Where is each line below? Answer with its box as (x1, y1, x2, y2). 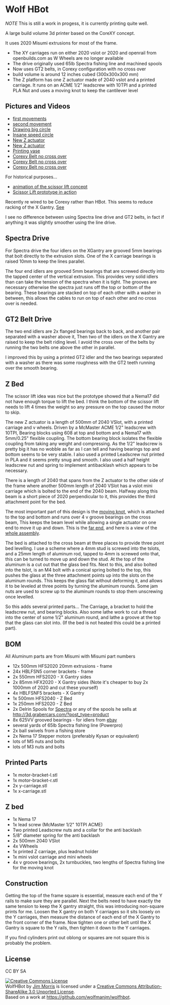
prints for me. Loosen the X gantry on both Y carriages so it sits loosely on (5, 909, 160, 915)
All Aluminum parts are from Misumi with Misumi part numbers (5, 653, 136, 659)
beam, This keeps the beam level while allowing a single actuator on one (5, 519, 156, 526)
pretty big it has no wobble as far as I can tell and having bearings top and (5, 446, 160, 452)
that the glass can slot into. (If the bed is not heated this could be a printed (5, 620, 161, 626)
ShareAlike (5, 989, 28, 995)
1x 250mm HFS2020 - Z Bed (12, 701, 72, 707)
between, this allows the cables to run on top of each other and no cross (5, 295, 157, 301)
